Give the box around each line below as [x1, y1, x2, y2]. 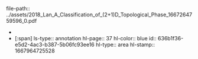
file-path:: [6, 5, 31, 12]
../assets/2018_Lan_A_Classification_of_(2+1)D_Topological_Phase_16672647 [6, 11, 193, 18]
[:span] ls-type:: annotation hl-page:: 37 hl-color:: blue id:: [14, 35, 157, 41]
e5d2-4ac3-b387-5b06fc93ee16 [14, 41, 95, 48]
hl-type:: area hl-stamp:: [95, 41, 155, 48]
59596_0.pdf [6, 18, 37, 24]
